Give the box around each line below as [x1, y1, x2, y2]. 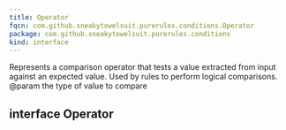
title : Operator [9, 12, 69, 22]
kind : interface [9, 37, 69, 47]
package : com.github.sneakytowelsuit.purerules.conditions [9, 29, 231, 38]
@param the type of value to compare [9, 80, 147, 91]
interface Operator [9, 106, 114, 121]
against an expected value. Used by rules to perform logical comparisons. [9, 72, 278, 82]
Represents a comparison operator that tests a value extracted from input [9, 62, 276, 73]
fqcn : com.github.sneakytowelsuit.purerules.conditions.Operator [9, 21, 254, 30]
